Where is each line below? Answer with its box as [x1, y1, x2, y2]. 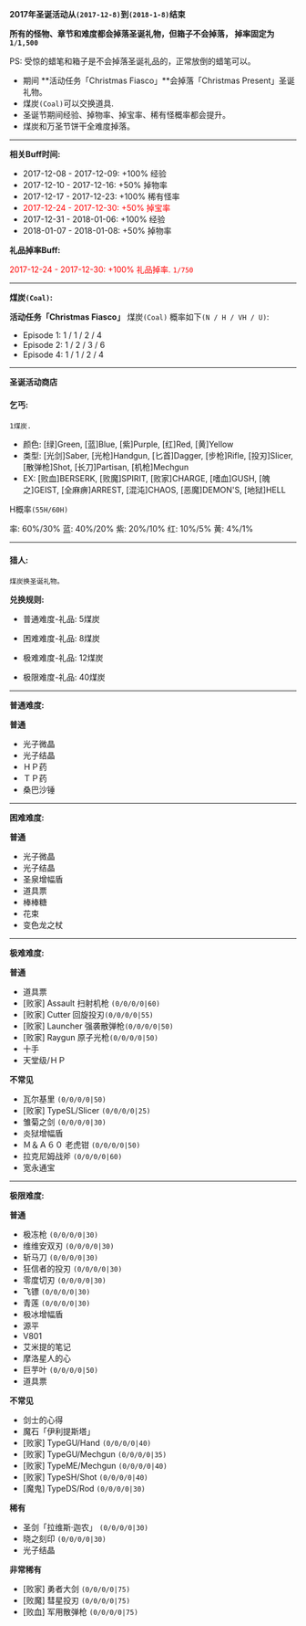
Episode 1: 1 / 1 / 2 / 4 [22, 330, 103, 341]
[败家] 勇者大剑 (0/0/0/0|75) [22, 1584, 130, 1595]
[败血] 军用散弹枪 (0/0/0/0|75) [22, 1607, 138, 1618]
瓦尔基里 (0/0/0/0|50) [22, 1093, 107, 1104]
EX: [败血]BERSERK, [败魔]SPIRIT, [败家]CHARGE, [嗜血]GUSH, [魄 [22, 473, 270, 484]
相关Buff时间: [9, 149, 61, 159]
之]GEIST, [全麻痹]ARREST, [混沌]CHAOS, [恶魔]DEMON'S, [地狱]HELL [22, 484, 287, 496]
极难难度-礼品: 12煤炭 [22, 652, 104, 663]
